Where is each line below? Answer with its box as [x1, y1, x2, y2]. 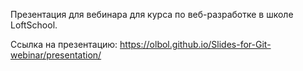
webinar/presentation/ [10, 49, 102, 61]
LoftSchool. [10, 19, 58, 31]
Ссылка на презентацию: [10, 39, 118, 50]
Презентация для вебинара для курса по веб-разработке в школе [10, 9, 294, 20]
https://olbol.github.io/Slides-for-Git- [119, 39, 272, 50]
